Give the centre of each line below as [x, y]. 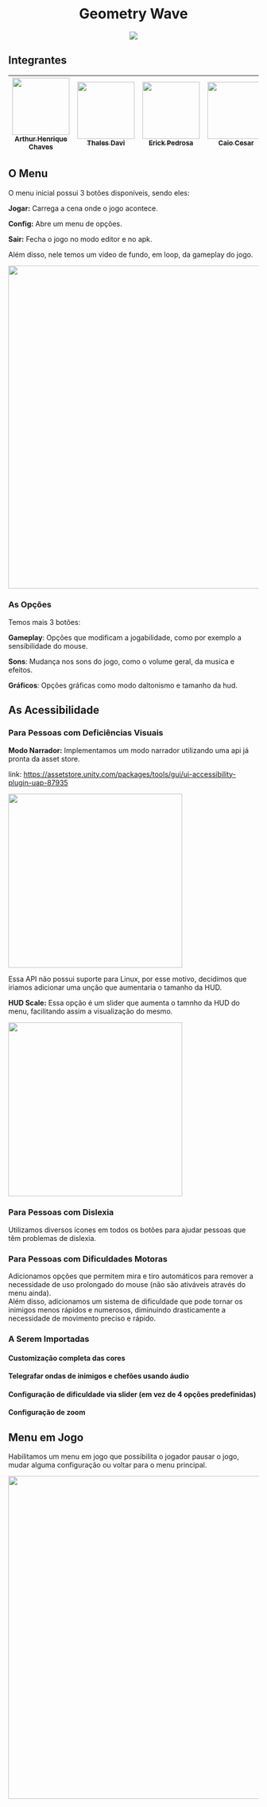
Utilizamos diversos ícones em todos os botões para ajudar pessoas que [127, 1230]
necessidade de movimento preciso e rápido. [82, 1318]
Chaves [41, 147]
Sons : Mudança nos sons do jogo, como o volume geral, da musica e [122, 661]
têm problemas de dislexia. [52, 1238]
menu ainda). [30, 1293]
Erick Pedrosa [171, 143]
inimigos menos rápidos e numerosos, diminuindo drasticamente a [117, 1310]
